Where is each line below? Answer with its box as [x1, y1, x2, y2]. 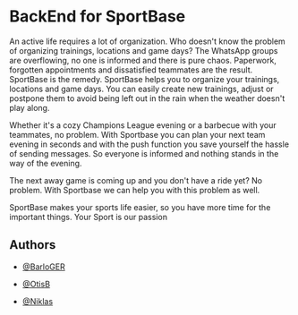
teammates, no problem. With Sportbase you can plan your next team [9, 129, 266, 140]
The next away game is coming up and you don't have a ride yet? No [9, 175, 262, 185]
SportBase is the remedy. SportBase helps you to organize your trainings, [9, 73, 280, 84]
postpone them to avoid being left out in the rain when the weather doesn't [9, 92, 285, 104]
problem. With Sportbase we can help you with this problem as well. [9, 184, 260, 195]
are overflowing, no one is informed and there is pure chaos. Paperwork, [9, 55, 277, 65]
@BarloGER [21, 261, 65, 272]
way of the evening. [9, 157, 82, 168]
